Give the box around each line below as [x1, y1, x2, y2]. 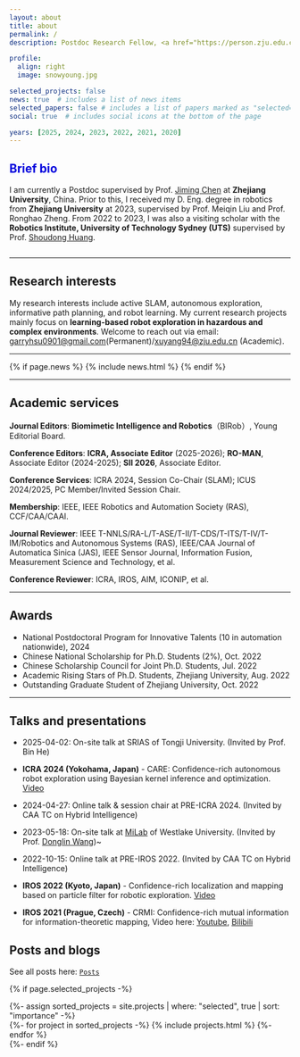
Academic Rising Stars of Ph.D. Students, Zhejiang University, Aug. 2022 [21, 670, 290, 680]
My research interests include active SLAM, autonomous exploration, [9, 297, 263, 308]
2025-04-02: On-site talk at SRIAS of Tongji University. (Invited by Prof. [21, 737, 286, 748]
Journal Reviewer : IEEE [9, 528, 96, 538]
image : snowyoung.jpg [17, 71, 98, 80]
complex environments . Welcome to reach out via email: [9, 326, 219, 337]
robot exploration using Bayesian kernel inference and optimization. [21, 773, 271, 784]
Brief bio [9, 161, 58, 176]
